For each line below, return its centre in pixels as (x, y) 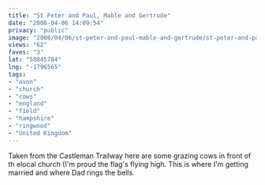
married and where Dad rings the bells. (72, 172)
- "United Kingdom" (40, 133)
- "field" (24, 111)
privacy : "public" (38, 30)
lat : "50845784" (35, 60)
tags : (17, 74)
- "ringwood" (30, 126)
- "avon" (22, 81)
